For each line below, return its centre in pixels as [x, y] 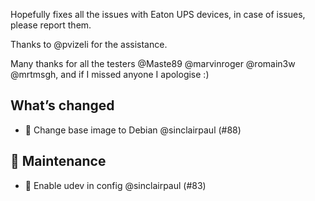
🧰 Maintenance [58, 161]
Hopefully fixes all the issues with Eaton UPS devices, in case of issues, [158, 14]
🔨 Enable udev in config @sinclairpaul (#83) [115, 185]
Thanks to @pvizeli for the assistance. [89, 44]
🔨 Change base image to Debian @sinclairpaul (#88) [133, 130]
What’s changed [62, 105]
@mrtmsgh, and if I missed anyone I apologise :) [110, 74]
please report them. [51, 25]
